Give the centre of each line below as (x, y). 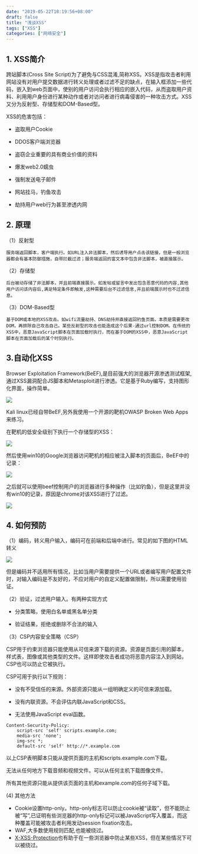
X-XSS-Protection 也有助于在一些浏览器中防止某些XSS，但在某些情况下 (100, 838)
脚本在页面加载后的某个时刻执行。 (41, 338)
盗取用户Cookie (34, 129)
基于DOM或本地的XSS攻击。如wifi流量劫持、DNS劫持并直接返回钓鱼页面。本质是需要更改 (98, 319)
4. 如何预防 (26, 525)
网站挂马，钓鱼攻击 (38, 192)
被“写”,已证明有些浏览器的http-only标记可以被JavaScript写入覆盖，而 (98, 816)
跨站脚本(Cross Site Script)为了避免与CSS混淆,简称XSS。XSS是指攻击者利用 (99, 74)
